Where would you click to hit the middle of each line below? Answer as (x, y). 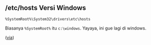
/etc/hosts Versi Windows (46, 8)
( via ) (10, 37)
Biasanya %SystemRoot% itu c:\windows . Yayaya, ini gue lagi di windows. (76, 28)
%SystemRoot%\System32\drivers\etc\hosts (48, 19)
